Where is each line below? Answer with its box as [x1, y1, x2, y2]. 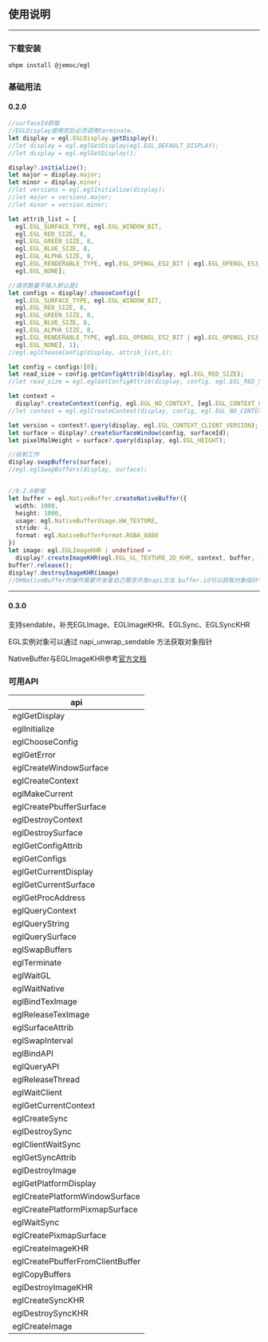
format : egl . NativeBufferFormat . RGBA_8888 [15, 532, 159, 540]
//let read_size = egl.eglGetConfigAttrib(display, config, [8, 378, 213, 386]
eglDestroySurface [12, 826, 83, 838]
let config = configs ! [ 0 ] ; [8, 363, 98, 371]
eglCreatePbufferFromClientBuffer [12, 1256, 141, 1267]
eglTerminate [12, 957, 62, 968]
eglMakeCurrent [12, 788, 73, 799]
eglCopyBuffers [12, 1268, 72, 1280]
